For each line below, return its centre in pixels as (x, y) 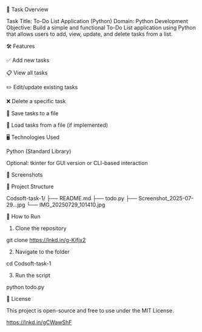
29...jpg (16, 205)
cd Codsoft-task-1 (29, 263)
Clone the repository (41, 228)
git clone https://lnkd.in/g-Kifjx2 (46, 240)
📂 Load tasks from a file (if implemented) (57, 125)
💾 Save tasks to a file (32, 113)
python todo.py (25, 287)
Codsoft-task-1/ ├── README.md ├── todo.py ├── (72, 198)
